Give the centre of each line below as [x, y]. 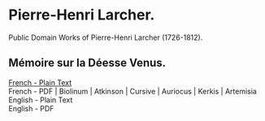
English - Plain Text [41, 100]
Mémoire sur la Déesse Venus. [87, 63]
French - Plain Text [40, 82]
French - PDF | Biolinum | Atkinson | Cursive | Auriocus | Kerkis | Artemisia [133, 91]
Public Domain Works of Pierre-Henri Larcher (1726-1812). [106, 37]
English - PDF [31, 108]
